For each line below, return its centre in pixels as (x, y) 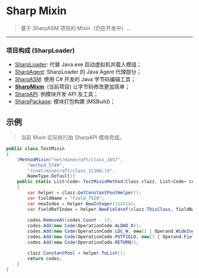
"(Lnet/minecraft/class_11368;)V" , (71, 171)
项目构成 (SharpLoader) (41, 50)
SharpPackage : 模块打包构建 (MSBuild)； (65, 101)
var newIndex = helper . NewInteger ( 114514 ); (82, 204)
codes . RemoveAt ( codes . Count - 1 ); (70, 221)
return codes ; (45, 258)
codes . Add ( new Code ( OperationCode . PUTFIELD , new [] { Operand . (106, 237)
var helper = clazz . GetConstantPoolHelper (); (85, 193)
